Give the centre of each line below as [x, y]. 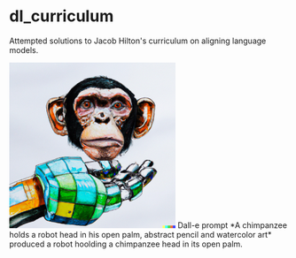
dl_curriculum [62, 16]
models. [24, 49]
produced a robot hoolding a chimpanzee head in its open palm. [126, 244]
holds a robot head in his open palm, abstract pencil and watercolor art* [140, 234]
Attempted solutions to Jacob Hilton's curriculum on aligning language [138, 41]
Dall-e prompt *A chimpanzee [232, 225]
